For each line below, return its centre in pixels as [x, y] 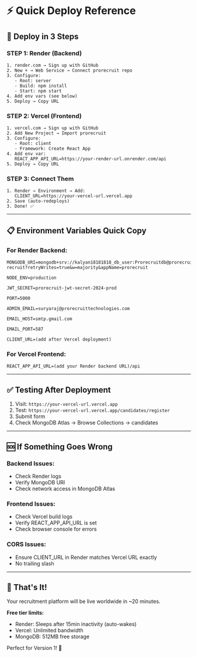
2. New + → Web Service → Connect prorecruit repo [70, 70]
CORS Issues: [26, 544]
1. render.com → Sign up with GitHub [53, 65]
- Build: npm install [41, 86]
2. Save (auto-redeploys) [38, 201]
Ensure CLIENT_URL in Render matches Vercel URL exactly [86, 557]
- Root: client [33, 144]
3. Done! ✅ [20, 206]
